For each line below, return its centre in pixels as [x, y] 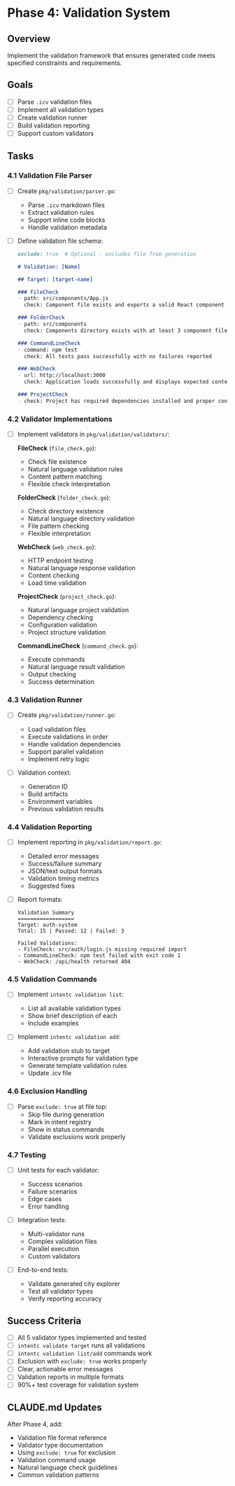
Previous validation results [66, 809]
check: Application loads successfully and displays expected [116, 382]
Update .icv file [50, 1073]
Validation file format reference [62, 1438]
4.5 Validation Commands [52, 979]
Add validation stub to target [69, 1051]
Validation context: [44, 772]
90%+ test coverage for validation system [78, 1385]
